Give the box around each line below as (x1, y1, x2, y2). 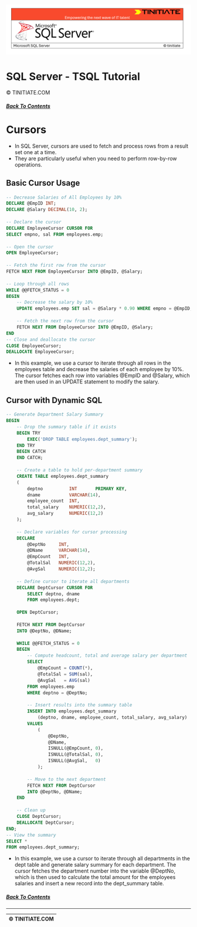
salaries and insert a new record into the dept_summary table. (14, 880, 164, 887)
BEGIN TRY (16, 430, 41, 436)
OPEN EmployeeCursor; (6, 250, 59, 256)
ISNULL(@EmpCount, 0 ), (47, 745, 104, 752)
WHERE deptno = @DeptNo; (27, 690, 88, 696)
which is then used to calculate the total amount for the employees (14, 874, 176, 881)
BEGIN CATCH (16, 449, 46, 454)
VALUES (27, 721, 43, 726)
